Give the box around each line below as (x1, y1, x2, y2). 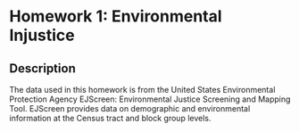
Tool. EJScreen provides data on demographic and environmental (9, 103, 251, 113)
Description (9, 61, 76, 76)
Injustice (9, 25, 75, 45)
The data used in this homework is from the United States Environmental (9, 85, 276, 95)
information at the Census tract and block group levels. (9, 113, 212, 123)
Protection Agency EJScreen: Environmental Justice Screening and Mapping (9, 94, 291, 104)
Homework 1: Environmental (9, 6, 222, 27)
